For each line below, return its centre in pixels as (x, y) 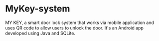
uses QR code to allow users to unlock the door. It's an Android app (74, 27)
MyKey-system (38, 9)
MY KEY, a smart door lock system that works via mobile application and (80, 22)
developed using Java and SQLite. (40, 33)
